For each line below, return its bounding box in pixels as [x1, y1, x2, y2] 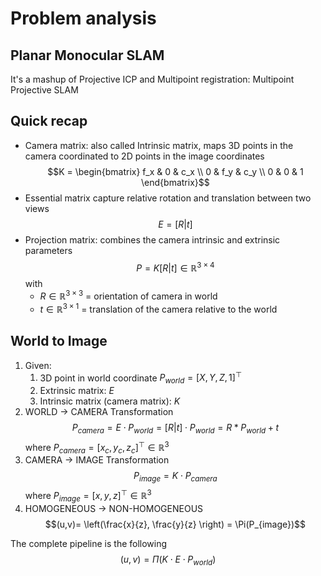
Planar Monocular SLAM [10, 47, 165, 64]
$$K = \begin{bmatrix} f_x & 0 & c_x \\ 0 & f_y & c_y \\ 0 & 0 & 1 [47, 165, 304, 177]
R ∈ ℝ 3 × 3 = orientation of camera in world [39, 288, 218, 302]
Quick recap [10, 113, 88, 130]
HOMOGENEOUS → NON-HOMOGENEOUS [24, 502, 204, 514]
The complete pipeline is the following [10, 537, 168, 549]
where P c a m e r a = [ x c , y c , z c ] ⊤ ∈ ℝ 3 [24, 439, 170, 456]
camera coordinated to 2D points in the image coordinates [24, 150, 265, 162]
